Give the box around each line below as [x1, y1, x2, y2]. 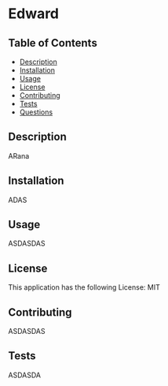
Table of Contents [8, 36, 98, 50]
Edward [8, 5, 60, 23]
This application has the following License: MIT [8, 283, 161, 292]
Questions [19, 107, 53, 117]
